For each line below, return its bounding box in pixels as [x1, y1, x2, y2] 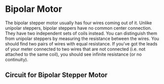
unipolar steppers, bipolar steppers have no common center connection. [5, 25, 152, 31]
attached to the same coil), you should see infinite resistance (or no [5, 51, 142, 57]
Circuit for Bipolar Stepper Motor [5, 71, 108, 80]
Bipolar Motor [5, 3, 63, 15]
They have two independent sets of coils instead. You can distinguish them [5, 30, 158, 36]
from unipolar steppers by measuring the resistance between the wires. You [5, 36, 159, 42]
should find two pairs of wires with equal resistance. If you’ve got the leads [5, 41, 158, 46]
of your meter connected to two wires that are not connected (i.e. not [5, 46, 146, 52]
